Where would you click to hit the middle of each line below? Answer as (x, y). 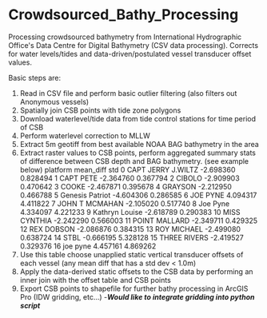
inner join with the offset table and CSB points (96, 280)
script (30, 305)
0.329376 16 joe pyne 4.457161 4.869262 (88, 246)
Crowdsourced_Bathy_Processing (124, 15)
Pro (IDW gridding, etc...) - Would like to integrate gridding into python (137, 296)
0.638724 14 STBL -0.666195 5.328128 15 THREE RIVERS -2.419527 (132, 237)
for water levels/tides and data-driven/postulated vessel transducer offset (130, 54)
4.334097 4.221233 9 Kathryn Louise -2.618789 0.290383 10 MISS (130, 212)
